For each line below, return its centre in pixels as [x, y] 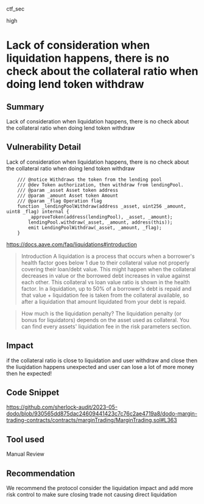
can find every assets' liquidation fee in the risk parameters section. [106, 326]
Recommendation [40, 473]
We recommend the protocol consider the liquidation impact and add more [100, 488]
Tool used [25, 439]
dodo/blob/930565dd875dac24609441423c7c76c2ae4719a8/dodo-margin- [102, 414]
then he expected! [29, 373]
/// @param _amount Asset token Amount [68, 195]
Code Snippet [33, 393]
